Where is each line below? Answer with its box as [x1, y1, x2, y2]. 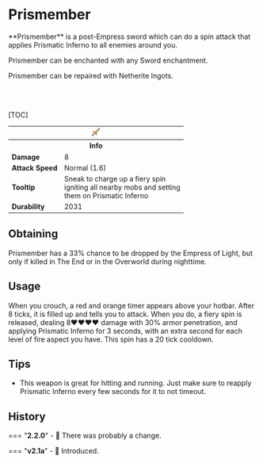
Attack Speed [11, 163, 58, 172]
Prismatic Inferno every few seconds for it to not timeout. [19, 387, 207, 396]
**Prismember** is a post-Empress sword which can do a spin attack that [8, 32, 251, 41]
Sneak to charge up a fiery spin [63, 174, 166, 184]
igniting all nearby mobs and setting [63, 182, 181, 192]
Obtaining [8, 228, 59, 241]
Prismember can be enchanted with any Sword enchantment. [8, 55, 208, 65]
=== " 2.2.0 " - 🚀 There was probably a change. [8, 430, 162, 441]
